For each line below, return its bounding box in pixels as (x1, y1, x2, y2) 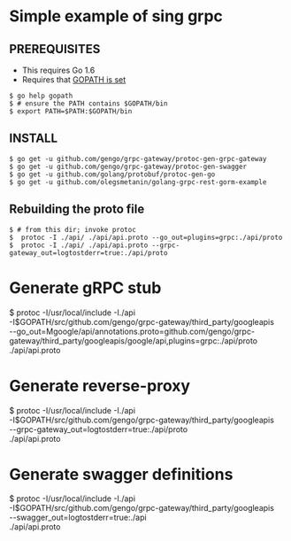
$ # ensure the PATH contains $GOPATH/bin (9, 99, 168, 108)
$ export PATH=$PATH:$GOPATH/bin (9, 107, 133, 116)
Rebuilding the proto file (9, 202, 145, 217)
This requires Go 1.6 (21, 65, 96, 75)
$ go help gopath (9, 91, 73, 100)
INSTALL (9, 131, 58, 146)
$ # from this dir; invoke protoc (9, 225, 137, 234)
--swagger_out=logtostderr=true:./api (9, 512, 148, 523)
